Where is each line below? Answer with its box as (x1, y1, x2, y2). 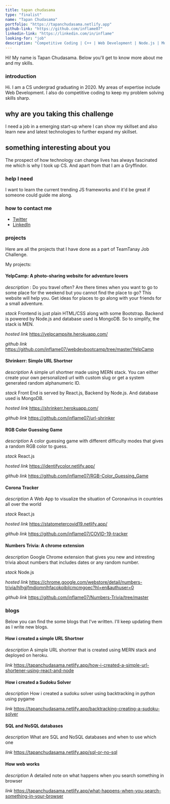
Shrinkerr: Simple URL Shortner (5, 358, 73, 364)
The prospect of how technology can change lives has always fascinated (5, 157, 158, 163)
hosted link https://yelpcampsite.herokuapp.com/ (5, 331, 108, 337)
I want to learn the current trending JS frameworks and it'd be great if (5, 186, 150, 192)
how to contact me (5, 205, 52, 212)
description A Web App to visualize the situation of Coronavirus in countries (5, 496, 163, 502)
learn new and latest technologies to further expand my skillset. (5, 128, 138, 135)
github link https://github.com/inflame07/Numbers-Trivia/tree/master (5, 594, 149, 600)
